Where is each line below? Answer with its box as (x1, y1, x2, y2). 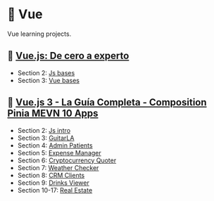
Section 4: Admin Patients (17, 141, 93, 150)
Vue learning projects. (7, 30, 72, 38)
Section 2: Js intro (17, 126, 71, 134)
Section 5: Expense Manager (17, 148, 102, 157)
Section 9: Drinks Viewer (17, 179, 89, 187)
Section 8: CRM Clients (17, 171, 85, 179)
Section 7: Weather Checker (17, 163, 99, 171)
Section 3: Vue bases (17, 76, 80, 84)
